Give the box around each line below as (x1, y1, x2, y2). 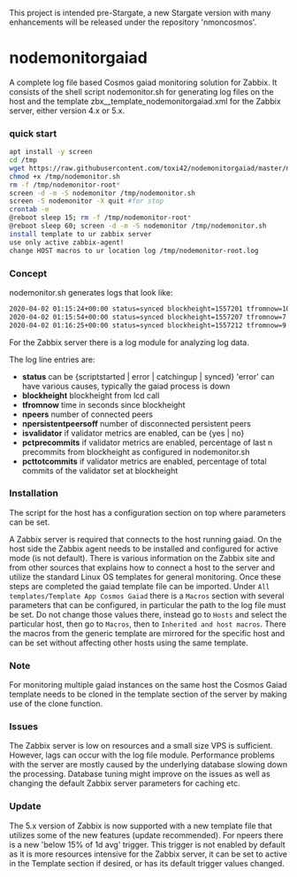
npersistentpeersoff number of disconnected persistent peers (21, 418, 252, 428)
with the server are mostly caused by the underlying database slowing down (9, 759, 288, 770)
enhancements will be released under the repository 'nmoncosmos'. (9, 17, 257, 27)
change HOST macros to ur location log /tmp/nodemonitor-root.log (9, 246, 259, 255)
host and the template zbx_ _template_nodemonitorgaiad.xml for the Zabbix (9, 96, 281, 106)
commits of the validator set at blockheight (21, 465, 179, 476)
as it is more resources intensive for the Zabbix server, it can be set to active (9, 849, 287, 859)
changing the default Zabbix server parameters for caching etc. (9, 778, 240, 789)
